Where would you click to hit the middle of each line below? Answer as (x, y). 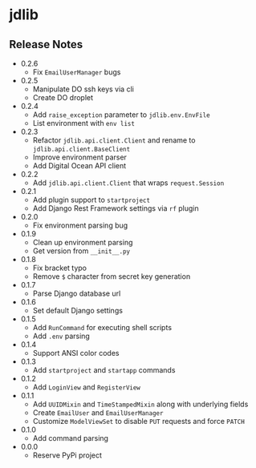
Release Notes (46, 44)
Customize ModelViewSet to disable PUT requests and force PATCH (139, 421)
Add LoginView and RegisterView (87, 387)
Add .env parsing (61, 336)
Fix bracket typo (60, 268)
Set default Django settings (78, 311)
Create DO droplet (63, 97)
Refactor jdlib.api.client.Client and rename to (114, 140)
